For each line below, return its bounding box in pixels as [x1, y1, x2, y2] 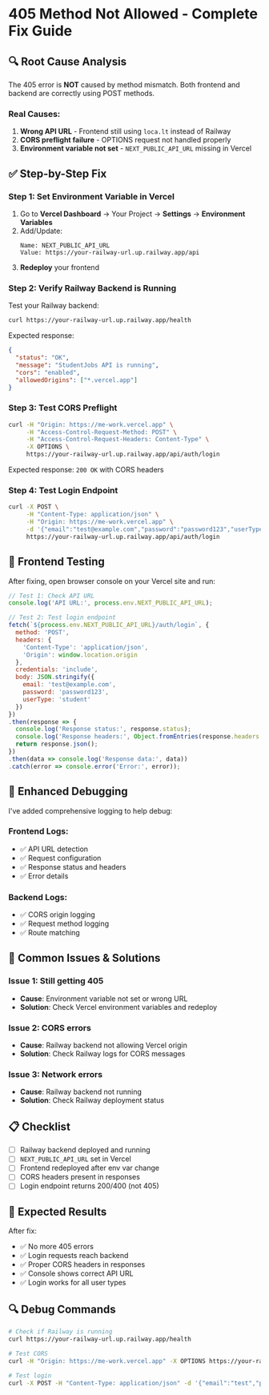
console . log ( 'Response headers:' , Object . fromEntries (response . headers [15, 733, 260, 741]
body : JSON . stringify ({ [15, 673, 94, 681]
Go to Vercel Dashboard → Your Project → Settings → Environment [19, 209, 246, 219]
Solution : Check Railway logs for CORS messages [19, 1049, 186, 1059]
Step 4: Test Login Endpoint [8, 485, 118, 496]
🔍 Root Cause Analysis [8, 54, 126, 68]
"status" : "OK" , [15, 354, 70, 362]
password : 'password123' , [22, 688, 110, 697]
